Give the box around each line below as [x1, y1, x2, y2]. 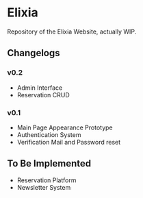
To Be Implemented [7, 158, 92, 169]
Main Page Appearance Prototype [16, 123, 113, 132]
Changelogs [7, 47, 60, 59]
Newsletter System [16, 183, 71, 191]
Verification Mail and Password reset [16, 138, 121, 146]
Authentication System [16, 130, 81, 138]
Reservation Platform [16, 176, 77, 184]
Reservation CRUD [16, 90, 70, 99]
